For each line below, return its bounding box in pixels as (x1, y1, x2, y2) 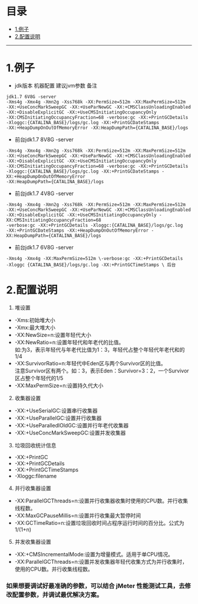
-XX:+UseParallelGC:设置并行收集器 (14, 414, 102, 421)
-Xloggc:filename (14, 472, 57, 479)
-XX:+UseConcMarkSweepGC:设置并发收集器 (14, 429, 126, 436)
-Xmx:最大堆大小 (14, 324, 56, 331)
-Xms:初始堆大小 (14, 316, 55, 323)
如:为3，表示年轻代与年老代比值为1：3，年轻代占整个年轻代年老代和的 (14, 346, 185, 353)
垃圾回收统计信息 (14, 441, 57, 449)
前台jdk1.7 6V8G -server (14, 243, 74, 251)
